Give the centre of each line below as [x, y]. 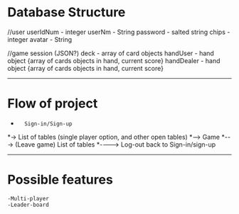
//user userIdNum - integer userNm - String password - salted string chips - [119, 32]
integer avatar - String [40, 39]
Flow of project [53, 104]
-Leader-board [28, 205]
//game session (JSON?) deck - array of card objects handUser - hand [111, 53]
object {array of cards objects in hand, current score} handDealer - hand [114, 60]
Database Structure [67, 12]
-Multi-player [28, 198]
